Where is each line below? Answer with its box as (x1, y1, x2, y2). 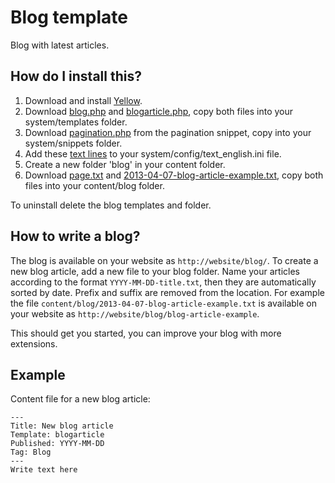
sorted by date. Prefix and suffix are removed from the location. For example (10, 286, 325, 298)
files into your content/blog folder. (24, 179, 165, 191)
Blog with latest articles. (10, 39, 110, 51)
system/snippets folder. (24, 137, 123, 149)
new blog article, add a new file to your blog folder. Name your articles (10, 265, 300, 277)
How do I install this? (10, 68, 142, 85)
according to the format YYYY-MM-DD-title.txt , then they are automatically (10, 276, 317, 288)
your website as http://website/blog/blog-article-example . (10, 307, 260, 320)
